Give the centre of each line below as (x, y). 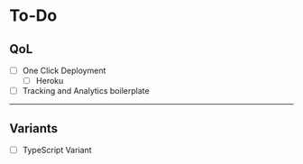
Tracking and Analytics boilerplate (86, 91)
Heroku (50, 81)
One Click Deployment (64, 70)
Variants (34, 128)
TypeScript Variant (57, 150)
